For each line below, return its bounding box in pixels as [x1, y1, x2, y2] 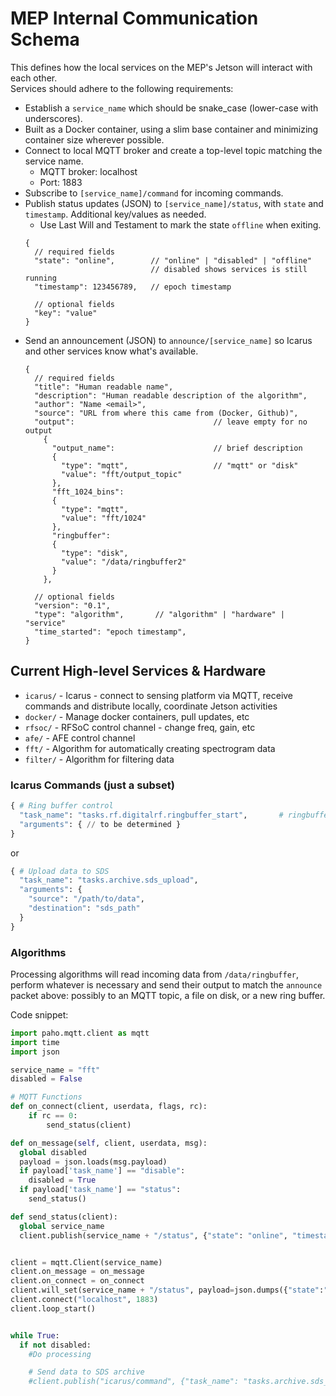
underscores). [24, 112, 83, 124]
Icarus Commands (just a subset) [10, 778, 175, 792]
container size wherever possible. [24, 133, 165, 146]
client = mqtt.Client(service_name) [10, 1257, 163, 1267]
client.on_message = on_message [10, 1267, 145, 1277]
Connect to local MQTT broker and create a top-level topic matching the [24, 144, 323, 156]
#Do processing [28, 1349, 92, 1359]
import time [10, 1037, 60, 1047]
